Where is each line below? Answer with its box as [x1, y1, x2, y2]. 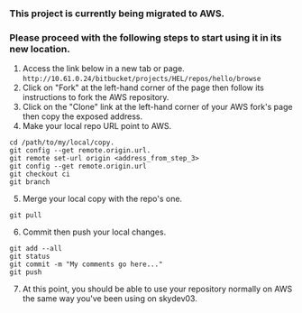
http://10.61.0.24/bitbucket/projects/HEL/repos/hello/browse [22, 75, 261, 84]
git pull [9, 211, 42, 220]
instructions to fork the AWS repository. [22, 92, 169, 103]
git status [9, 252, 50, 262]
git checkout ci [9, 170, 70, 179]
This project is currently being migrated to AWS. [9, 7, 225, 20]
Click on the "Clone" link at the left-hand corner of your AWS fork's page [22, 102, 293, 113]
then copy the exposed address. [22, 111, 143, 122]
